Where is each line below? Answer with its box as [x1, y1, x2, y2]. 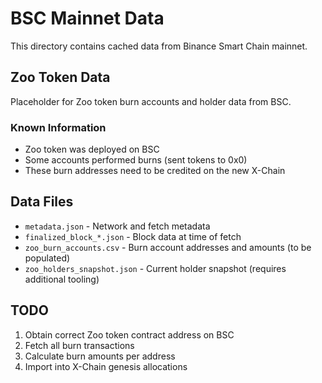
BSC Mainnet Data [10, 7, 165, 30]
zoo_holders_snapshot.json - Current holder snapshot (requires [24, 262, 287, 274]
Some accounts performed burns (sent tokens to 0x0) [24, 154, 248, 166]
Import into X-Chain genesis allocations [24, 360, 188, 372]
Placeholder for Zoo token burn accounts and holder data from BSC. [10, 95, 292, 107]
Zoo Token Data [10, 69, 111, 86]
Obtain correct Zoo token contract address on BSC [24, 328, 235, 341]
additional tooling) [24, 273, 100, 285]
